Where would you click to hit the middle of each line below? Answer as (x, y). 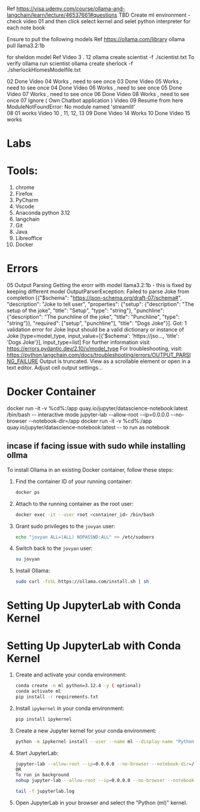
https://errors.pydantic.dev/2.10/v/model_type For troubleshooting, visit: (95, 349)
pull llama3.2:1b (26, 45)
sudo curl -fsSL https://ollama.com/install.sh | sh (82, 582)
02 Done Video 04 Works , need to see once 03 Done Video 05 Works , (94, 81)
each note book (26, 27)
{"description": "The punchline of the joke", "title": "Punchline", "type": (93, 317)
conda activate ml (38, 691)
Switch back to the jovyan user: (54, 548)
